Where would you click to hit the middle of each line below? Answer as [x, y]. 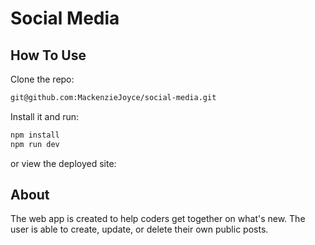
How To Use [48, 55]
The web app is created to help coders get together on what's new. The [158, 219]
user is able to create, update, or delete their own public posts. [139, 229]
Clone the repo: [42, 79]
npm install [35, 135]
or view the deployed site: [63, 163]
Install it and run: [45, 116]
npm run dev [35, 144]
